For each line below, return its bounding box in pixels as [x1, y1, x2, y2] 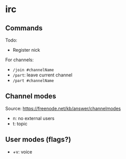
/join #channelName [12, 67, 54, 72]
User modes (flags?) [5, 135, 71, 144]
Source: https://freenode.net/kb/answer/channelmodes [5, 105, 121, 111]
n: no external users [12, 115, 55, 121]
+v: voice [12, 148, 33, 155]
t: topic [12, 121, 28, 127]
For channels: [5, 57, 34, 63]
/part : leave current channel [12, 72, 73, 78]
